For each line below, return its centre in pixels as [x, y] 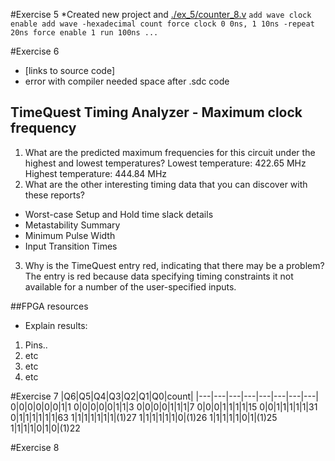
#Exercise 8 [35, 447]
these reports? [54, 195]
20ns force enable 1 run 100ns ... [84, 33]
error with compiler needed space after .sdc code [127, 81]
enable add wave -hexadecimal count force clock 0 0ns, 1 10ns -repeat [162, 24]
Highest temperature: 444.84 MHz [96, 173]
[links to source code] [70, 70]
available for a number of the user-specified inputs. [130, 286]
